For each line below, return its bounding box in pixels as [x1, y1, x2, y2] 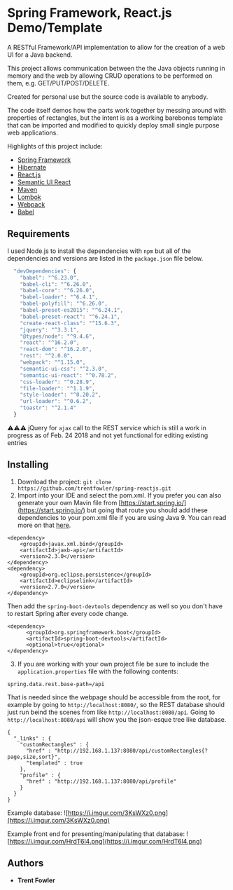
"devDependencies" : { [13, 268, 77, 275]
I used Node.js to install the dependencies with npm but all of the [7, 247, 191, 255]
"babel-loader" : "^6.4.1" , [20, 294, 99, 301]
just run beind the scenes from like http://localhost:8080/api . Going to [7, 708, 216, 716]
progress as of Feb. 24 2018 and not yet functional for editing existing [7, 431, 209, 439]
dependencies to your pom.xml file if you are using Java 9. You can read [17, 513, 227, 521]
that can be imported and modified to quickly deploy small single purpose [7, 121, 220, 129]
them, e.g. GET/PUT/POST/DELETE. [7, 78, 110, 87]
